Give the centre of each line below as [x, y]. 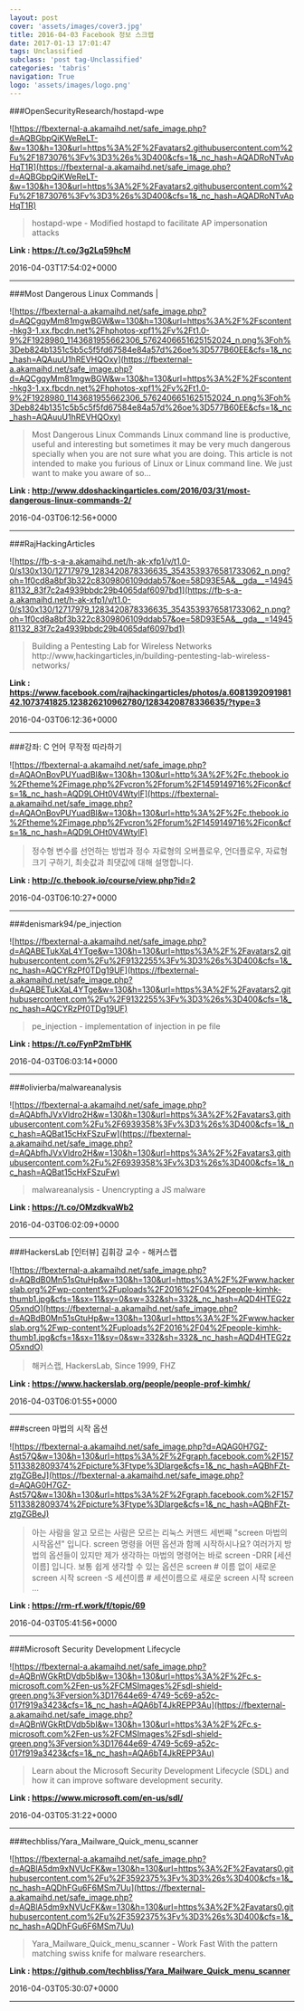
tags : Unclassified [46, 52]
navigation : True [42, 77]
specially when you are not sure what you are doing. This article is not [162, 453]
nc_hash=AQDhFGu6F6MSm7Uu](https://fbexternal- [108, 1887]
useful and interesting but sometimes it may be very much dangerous [161, 443]
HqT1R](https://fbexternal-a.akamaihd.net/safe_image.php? [120, 167]
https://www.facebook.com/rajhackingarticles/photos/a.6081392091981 [150, 692]
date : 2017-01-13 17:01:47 [60, 43]
